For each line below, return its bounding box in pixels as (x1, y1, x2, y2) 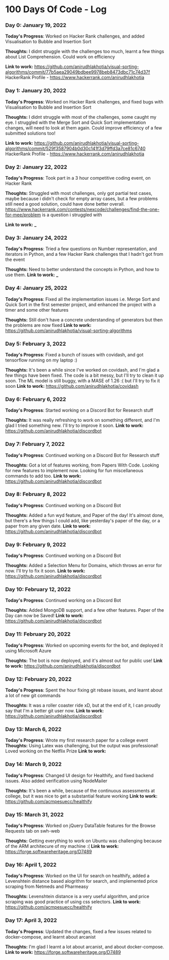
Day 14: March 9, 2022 (5, 760, 62, 768)
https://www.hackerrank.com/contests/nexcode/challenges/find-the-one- (5, 207, 160, 213)
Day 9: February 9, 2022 (5, 541, 66, 548)
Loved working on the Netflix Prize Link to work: (5, 748, 106, 754)
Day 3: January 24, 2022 (5, 235, 67, 241)
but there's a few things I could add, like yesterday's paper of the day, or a (5, 517, 160, 523)
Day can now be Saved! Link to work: (5, 613, 83, 619)
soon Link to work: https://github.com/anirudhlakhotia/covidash (5, 383, 139, 389)
